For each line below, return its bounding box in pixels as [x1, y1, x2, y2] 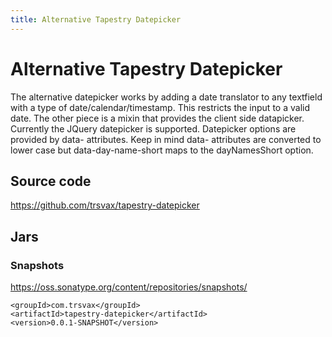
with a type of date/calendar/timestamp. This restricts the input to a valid [10, 101, 310, 113]
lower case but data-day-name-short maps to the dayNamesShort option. [10, 144, 314, 156]
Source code [10, 172, 92, 190]
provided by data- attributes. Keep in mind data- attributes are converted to [10, 133, 322, 145]
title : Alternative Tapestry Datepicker [10, 14, 182, 25]
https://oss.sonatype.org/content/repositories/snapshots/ [10, 281, 248, 293]
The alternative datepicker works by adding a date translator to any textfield [10, 91, 323, 103]
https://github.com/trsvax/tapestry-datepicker [10, 199, 200, 211]
